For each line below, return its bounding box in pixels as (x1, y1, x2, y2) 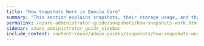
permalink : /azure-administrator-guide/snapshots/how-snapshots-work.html (6, 20, 200, 26)
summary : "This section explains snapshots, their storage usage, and (6, 14, 189, 20)
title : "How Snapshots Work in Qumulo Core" (6, 8, 121, 15)
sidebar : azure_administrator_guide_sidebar (6, 25, 121, 32)
